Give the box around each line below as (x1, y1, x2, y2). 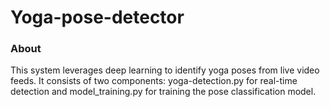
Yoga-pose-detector (10, 6, 185, 29)
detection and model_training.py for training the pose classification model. (10, 86, 317, 98)
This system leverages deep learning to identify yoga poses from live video (10, 64, 320, 76)
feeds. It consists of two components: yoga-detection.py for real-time (10, 75, 298, 87)
